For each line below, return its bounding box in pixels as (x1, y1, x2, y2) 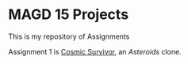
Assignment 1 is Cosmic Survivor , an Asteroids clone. (8, 47, 182, 56)
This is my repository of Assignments (8, 32, 130, 41)
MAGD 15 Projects (8, 6, 129, 24)
